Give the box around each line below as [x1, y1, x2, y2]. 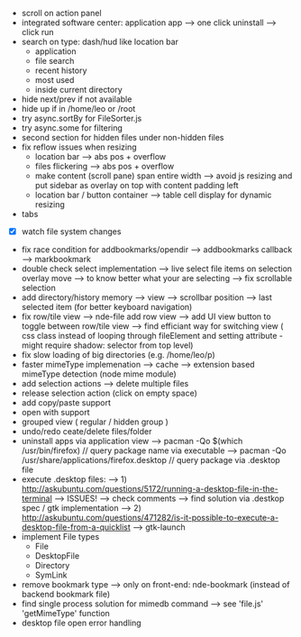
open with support [21, 407, 91, 418]
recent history [34, 65, 87, 76]
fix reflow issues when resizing [21, 141, 137, 152]
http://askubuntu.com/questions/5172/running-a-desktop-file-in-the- [21, 484, 278, 495]
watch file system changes [21, 226, 122, 237]
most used [34, 75, 75, 85]
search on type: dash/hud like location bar [21, 36, 179, 47]
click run [21, 27, 55, 37]
